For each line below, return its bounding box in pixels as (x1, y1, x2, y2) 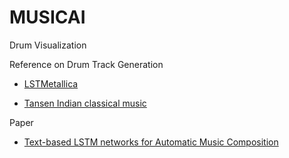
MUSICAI (9, 6, 86, 29)
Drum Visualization (9, 39, 87, 51)
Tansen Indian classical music (23, 97, 147, 109)
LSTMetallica (23, 77, 79, 90)
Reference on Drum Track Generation (9, 58, 164, 70)
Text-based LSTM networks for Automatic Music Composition (23, 136, 279, 148)
